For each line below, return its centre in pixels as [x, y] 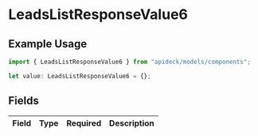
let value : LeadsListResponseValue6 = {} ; [80, 76]
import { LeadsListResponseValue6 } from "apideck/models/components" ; [129, 62]
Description [132, 123]
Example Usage [48, 44]
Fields [24, 101]
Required [84, 123]
